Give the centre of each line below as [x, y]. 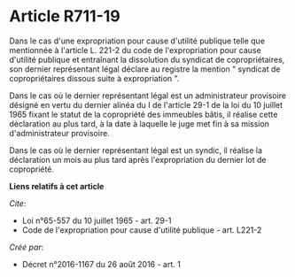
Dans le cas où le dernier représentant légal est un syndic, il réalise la [136, 150]
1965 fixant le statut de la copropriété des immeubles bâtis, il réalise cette [144, 114]
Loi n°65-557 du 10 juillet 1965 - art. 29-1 [97, 220]
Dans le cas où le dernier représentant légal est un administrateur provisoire [148, 96]
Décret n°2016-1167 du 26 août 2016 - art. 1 [101, 264]
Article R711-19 [65, 16]
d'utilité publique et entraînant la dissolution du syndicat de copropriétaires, [147, 59]
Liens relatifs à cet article [57, 186]
